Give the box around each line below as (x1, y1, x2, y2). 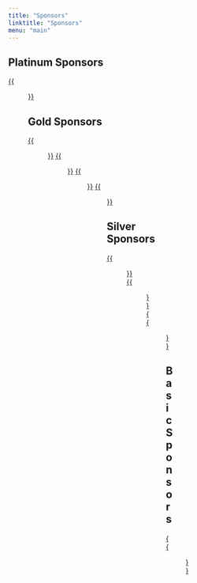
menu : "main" (8, 26, 51, 34)
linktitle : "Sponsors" (8, 19, 83, 27)
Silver (106, 220, 136, 233)
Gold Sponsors (28, 115, 102, 128)
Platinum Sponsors (8, 55, 104, 69)
